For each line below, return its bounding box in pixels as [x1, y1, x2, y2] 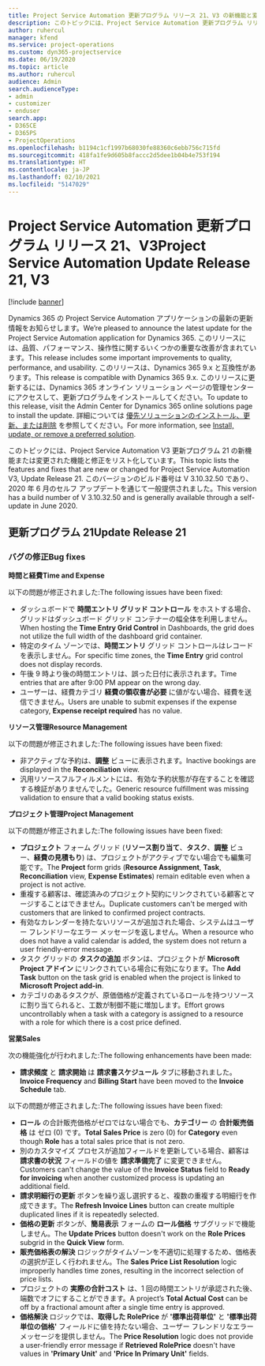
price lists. [19, 1274, 54, 1284]
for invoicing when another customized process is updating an [19, 1173, 225, 1183]
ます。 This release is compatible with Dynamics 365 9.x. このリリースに [14, 372, 248, 382]
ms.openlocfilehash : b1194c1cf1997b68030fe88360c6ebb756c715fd [8, 144, 221, 152]
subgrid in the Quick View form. [19, 1238, 125, 1247]
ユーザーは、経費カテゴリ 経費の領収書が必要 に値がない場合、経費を [19, 687, 245, 697]
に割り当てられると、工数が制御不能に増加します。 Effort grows [19, 1000, 225, 1010]
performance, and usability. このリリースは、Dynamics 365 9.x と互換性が [8, 363, 250, 372]
